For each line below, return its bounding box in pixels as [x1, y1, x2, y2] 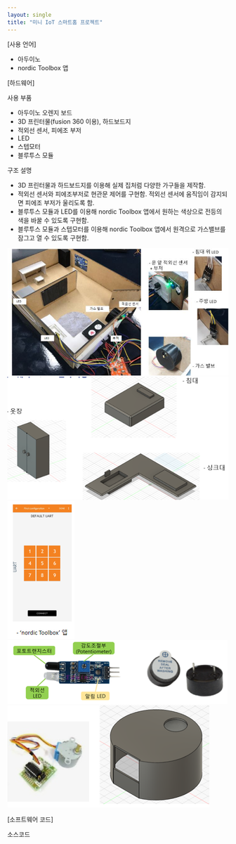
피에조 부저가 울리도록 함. [25, 198, 95, 207]
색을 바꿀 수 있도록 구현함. [17, 216, 89, 224]
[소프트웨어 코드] [7, 815, 54, 824]
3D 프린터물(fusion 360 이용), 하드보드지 [17, 117, 131, 126]
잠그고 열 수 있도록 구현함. [17, 233, 89, 242]
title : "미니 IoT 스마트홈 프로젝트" [7, 18, 103, 26]
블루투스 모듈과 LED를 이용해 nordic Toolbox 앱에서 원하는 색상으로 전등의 [17, 207, 223, 216]
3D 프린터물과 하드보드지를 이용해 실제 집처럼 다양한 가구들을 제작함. [17, 181, 206, 189]
